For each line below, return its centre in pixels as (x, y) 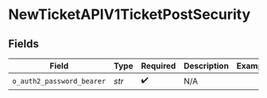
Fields (24, 44)
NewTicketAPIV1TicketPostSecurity (130, 15)
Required (159, 66)
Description (206, 66)
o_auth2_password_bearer (59, 81)
